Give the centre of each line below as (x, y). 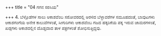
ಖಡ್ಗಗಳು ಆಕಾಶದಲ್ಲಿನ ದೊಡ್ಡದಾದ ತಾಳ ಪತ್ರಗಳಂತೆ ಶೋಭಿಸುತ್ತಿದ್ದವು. (53, 28)
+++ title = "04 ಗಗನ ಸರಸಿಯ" (32, 7)
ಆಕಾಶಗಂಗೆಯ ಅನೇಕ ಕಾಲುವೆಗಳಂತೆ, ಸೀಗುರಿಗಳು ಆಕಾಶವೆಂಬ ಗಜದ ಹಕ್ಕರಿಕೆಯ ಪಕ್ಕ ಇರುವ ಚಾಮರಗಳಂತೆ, (80, 22)
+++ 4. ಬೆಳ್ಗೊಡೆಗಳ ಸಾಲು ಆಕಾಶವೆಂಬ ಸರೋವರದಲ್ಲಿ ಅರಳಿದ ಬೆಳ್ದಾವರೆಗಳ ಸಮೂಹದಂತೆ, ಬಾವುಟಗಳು (80, 17)
